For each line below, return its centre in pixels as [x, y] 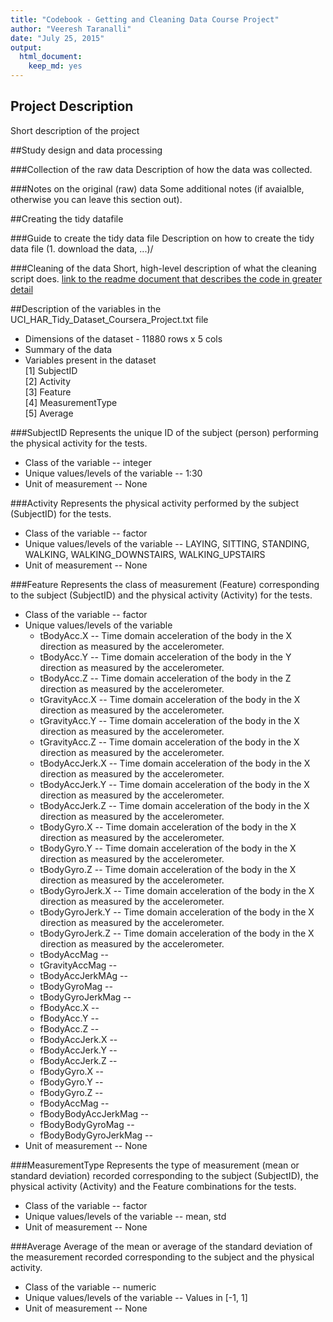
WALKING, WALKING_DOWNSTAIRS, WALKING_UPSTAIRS [145, 554]
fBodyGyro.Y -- [71, 1082]
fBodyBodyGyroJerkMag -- [96, 1135]
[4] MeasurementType [71, 402]
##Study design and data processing [86, 150]
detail [22, 289]
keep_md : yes [55, 66]
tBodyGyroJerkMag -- [85, 997]
